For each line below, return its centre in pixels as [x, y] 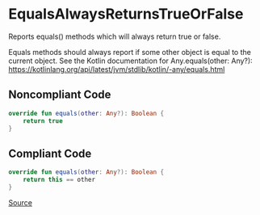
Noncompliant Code [60, 95]
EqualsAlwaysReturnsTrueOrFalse [126, 14]
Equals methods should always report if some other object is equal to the [130, 52]
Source [20, 202]
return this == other [59, 180]
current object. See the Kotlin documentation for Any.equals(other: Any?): [130, 61]
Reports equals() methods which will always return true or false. [115, 36]
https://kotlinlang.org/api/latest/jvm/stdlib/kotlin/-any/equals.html [117, 69]
